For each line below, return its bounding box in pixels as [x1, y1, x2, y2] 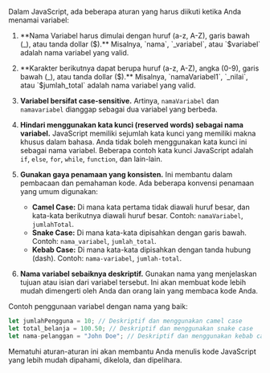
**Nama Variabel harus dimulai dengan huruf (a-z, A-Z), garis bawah [19, 31, 251, 40]
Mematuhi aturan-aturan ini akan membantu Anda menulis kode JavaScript [8, 347, 257, 356]
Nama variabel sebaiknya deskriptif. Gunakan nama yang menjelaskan [19, 269, 257, 278]
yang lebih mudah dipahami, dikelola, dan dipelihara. [8, 355, 182, 364]
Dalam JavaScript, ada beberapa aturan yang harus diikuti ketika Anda [8, 7, 242, 16]
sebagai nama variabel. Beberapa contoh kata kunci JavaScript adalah [19, 146, 254, 155]
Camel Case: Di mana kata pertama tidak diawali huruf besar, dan [31, 202, 251, 212]
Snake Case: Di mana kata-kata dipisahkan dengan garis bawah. [31, 228, 247, 237]
